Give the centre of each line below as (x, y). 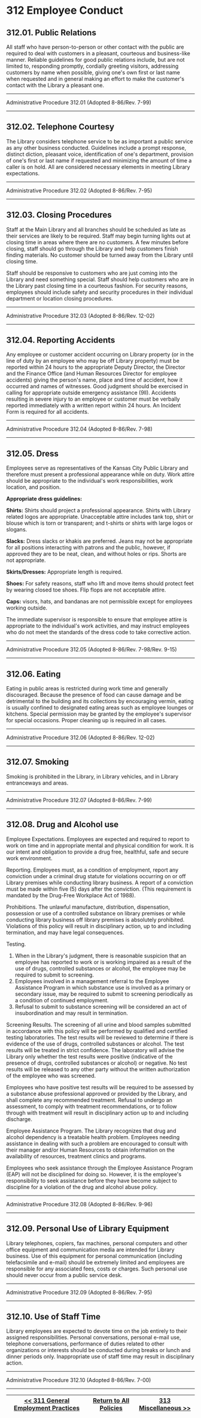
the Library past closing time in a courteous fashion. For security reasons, (97, 286)
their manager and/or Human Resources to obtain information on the (91, 1150)
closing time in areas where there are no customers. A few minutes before (97, 242)
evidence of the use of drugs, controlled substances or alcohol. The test (95, 1044)
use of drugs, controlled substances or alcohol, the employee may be (100, 968)
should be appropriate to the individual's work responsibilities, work (90, 481)
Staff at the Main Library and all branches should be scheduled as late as (96, 229)
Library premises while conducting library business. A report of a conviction (100, 882)
